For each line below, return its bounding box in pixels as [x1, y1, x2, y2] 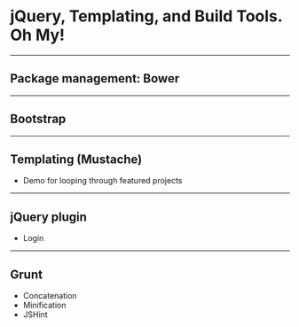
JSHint [22, 309, 48, 320]
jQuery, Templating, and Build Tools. [10, 6, 283, 27]
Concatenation [22, 291, 78, 300]
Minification [22, 300, 67, 310]
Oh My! [10, 25, 66, 45]
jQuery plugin [10, 209, 88, 224]
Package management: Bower [10, 71, 180, 86]
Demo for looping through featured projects [22, 175, 183, 186]
